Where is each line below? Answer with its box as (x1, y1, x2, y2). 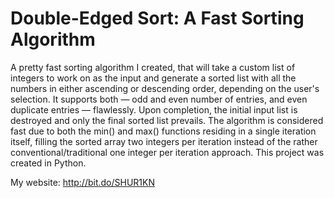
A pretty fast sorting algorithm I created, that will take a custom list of (10, 61, 296, 73)
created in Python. (10, 157, 87, 169)
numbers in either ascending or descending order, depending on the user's (10, 82, 320, 94)
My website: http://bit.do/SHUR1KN (10, 176, 156, 188)
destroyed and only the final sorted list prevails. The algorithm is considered (10, 114, 324, 126)
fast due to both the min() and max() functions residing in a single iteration (10, 125, 317, 137)
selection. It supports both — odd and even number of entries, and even (10, 93, 308, 105)
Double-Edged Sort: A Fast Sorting (10, 7, 305, 30)
